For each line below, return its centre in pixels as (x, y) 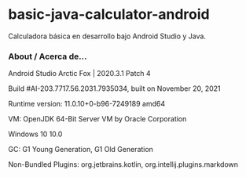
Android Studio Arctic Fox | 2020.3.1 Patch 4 (79, 74)
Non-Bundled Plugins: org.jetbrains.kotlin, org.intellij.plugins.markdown (123, 164)
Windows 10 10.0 (35, 134)
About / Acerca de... (48, 56)
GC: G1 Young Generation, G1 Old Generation (81, 150)
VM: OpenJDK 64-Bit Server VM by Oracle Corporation (97, 119)
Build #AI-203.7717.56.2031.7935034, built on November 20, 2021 (115, 88)
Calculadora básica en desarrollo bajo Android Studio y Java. (107, 36)
